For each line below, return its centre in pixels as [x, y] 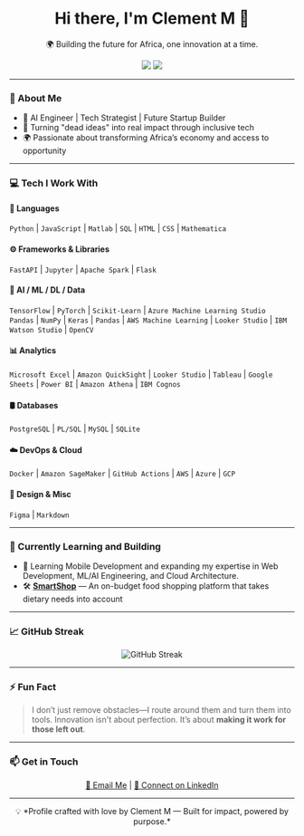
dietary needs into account [73, 599]
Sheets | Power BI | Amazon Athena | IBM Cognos [95, 383]
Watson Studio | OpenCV [52, 329]
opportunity [44, 151]
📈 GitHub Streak [47, 631]
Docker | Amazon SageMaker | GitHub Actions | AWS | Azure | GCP [123, 474]
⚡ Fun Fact [33, 687]
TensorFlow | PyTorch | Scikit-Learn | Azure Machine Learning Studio [138, 310]
